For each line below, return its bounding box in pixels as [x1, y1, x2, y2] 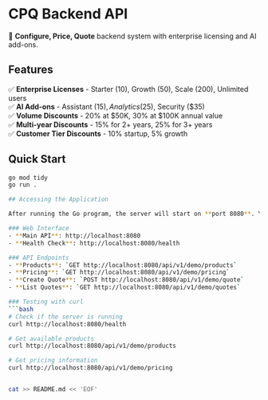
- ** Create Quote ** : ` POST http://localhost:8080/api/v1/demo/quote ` [8, 276, 245, 284]
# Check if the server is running [8, 313, 124, 321]
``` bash [8, 305, 34, 313]
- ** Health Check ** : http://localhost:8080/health [8, 239, 180, 247]
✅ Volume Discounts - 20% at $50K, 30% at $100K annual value [8, 110, 223, 120]
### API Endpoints [8, 254, 69, 262]
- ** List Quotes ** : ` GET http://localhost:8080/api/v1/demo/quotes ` [8, 283, 241, 292]
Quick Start [8, 153, 66, 166]
